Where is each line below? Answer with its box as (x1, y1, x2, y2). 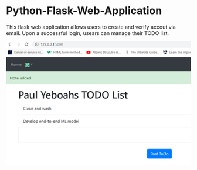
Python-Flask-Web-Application (6, 4, 162, 18)
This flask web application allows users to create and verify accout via (6, 23, 176, 30)
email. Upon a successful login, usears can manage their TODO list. (6, 29, 169, 36)
